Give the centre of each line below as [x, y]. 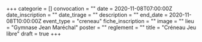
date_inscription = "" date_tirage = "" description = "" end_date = [87, 15]
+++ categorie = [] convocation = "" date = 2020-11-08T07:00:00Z [90, 9]
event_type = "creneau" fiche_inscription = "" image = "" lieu [118, 21]
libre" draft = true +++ [34, 34]
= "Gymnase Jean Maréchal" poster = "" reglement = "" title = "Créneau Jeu [101, 27]
